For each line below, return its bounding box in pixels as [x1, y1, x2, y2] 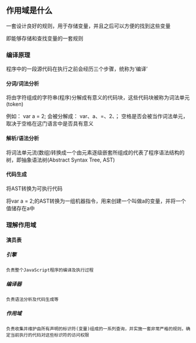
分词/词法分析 [6, 80, 39, 87]
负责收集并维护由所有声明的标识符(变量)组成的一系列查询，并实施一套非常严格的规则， [6, 326, 186, 332]
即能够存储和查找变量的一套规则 [6, 35, 83, 42]
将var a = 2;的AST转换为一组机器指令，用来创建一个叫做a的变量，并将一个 [6, 197, 187, 204]
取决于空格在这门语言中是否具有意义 [6, 120, 94, 127]
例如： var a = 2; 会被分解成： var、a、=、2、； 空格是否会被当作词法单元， [6, 113, 188, 120]
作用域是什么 [6, 5, 53, 16]
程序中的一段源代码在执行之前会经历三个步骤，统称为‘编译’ [6, 65, 148, 72]
